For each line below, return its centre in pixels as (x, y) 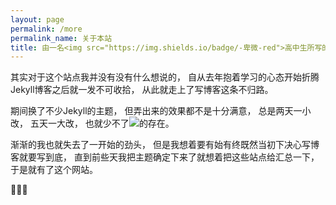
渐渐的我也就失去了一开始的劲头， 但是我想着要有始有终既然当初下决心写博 (165, 145)
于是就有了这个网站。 (54, 170)
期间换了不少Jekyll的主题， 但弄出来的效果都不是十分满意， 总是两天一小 (161, 111)
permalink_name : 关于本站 (61, 38)
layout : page (37, 19)
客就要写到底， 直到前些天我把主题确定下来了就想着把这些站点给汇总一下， (165, 157)
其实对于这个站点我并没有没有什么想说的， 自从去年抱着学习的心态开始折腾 (165, 77)
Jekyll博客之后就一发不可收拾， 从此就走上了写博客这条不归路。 (142, 90)
